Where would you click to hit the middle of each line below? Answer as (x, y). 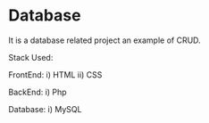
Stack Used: (31, 57)
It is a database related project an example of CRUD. (105, 40)
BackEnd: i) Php (38, 92)
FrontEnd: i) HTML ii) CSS (55, 74)
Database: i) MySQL (45, 109)
